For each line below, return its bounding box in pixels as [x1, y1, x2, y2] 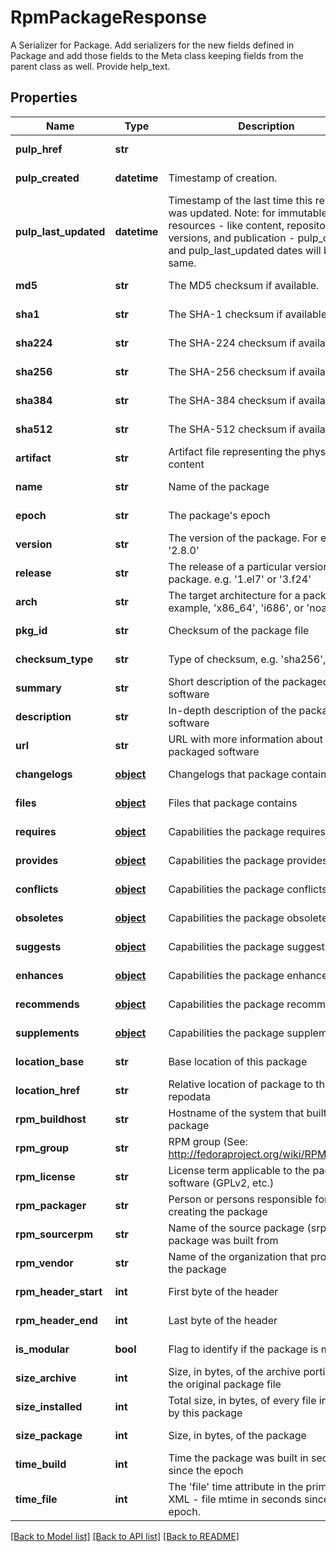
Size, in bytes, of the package [168, 1428, 307, 1442]
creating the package [168, 1204, 268, 1218]
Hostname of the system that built [168, 1106, 328, 1120]
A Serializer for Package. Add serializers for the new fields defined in [10, 39, 295, 51]
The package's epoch [168, 508, 271, 522]
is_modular [15, 1342, 70, 1356]
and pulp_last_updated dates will [168, 243, 322, 257]
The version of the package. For [168, 531, 318, 545]
